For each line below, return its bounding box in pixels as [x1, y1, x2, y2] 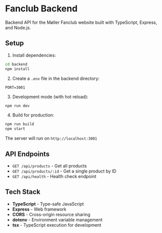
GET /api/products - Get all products [12, 163, 87, 169]
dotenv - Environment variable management [12, 217, 103, 223]
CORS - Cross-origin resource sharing [12, 211, 90, 217]
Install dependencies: [12, 52, 56, 58]
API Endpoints [5, 150, 50, 158]
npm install [5, 66, 30, 71]
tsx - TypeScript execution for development [12, 222, 102, 228]
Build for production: [12, 112, 54, 118]
